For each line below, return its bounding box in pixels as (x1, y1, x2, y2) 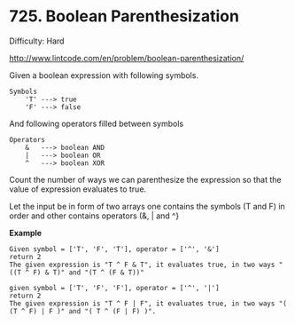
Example (9, 227, 43, 238)
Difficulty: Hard (9, 36, 65, 46)
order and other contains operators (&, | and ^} (9, 210, 180, 221)
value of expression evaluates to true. (9, 184, 147, 194)
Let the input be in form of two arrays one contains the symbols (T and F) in (9, 201, 285, 211)
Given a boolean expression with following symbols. (9, 69, 199, 81)
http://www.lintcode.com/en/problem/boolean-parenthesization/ (9, 52, 245, 63)
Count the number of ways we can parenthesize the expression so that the (9, 174, 282, 185)
